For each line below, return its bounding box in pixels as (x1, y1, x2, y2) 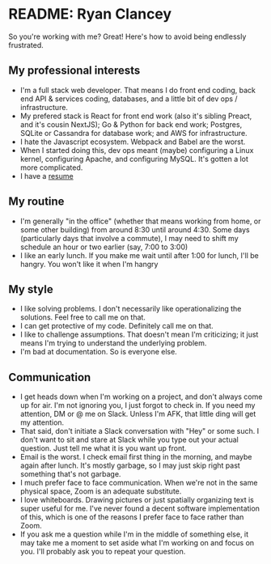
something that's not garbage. (19, 469, 121, 479)
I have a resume (19, 171, 74, 180)
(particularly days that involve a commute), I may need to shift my (19, 233, 239, 243)
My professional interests (8, 64, 141, 78)
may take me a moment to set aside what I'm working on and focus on (19, 538, 255, 548)
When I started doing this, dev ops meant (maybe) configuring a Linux (19, 145, 254, 155)
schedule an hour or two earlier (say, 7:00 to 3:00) (19, 242, 188, 252)
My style (8, 282, 54, 296)
